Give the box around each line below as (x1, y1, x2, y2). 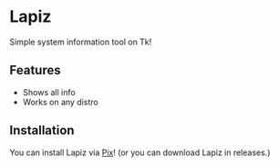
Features (9, 63, 61, 78)
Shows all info (22, 86, 76, 97)
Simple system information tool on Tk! (9, 36, 152, 47)
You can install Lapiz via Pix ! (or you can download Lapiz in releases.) (9, 147, 271, 158)
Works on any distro (22, 96, 98, 107)
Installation (9, 123, 75, 138)
